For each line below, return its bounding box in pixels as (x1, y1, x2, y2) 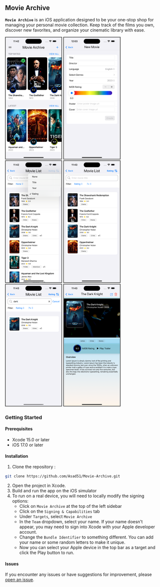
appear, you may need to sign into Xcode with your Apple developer (19, 524, 155, 530)
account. (19, 529, 37, 535)
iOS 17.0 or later (12, 442, 44, 448)
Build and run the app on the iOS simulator (12, 488, 97, 494)
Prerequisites (5, 426, 33, 432)
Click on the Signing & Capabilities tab (19, 508, 100, 514)
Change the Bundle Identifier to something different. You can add (19, 534, 154, 540)
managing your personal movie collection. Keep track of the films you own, (5, 22, 155, 28)
